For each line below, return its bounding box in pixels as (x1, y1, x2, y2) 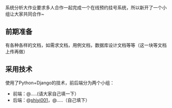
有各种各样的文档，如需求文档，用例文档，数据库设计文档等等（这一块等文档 (5, 42, 167, 48)
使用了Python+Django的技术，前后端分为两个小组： (5, 79, 115, 86)
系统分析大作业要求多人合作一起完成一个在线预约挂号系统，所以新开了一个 (5, 5, 162, 10)
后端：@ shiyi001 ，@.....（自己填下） (12, 97, 91, 103)
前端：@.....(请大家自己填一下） (12, 91, 79, 97)
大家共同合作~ (14, 11, 45, 17)
